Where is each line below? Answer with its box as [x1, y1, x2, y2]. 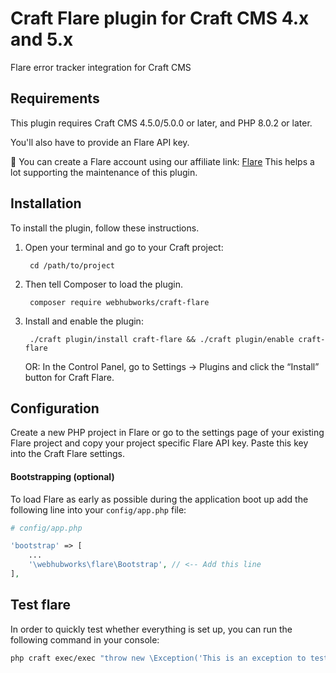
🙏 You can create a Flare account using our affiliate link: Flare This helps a [10, 155, 315, 167]
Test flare [10, 597, 72, 614]
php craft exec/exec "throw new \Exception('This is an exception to [10, 653, 307, 663]
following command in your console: [10, 633, 160, 646]
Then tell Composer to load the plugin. [24, 278, 183, 290]
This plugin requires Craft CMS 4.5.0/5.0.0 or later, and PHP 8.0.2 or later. [10, 117, 313, 129]
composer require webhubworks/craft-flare [29, 297, 210, 307]
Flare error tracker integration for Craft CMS [10, 61, 192, 73]
